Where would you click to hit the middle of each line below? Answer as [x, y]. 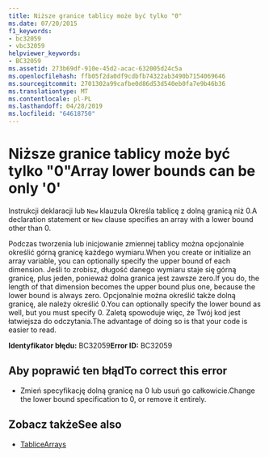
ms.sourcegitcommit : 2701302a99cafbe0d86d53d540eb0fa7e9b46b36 [117, 83]
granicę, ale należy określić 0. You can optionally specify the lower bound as [134, 304]
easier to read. [32, 330]
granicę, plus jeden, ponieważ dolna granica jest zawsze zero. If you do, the [134, 278]
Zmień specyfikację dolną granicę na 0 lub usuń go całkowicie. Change [138, 391]
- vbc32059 [27, 46]
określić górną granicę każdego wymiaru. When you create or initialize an [130, 252]
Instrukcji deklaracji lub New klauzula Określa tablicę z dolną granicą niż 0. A [133, 211]
